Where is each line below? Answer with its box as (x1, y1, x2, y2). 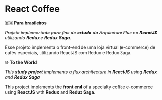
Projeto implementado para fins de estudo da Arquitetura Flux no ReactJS (5, 30, 157, 35)
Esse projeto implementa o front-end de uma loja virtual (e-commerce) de (5, 44, 156, 50)
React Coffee (5, 3, 60, 15)
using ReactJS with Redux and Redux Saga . (5, 89, 96, 95)
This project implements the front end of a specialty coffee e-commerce (5, 84, 153, 90)
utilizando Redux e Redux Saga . (5, 34, 72, 40)
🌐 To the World (5, 59, 37, 65)
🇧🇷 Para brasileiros (5, 20, 47, 26)
